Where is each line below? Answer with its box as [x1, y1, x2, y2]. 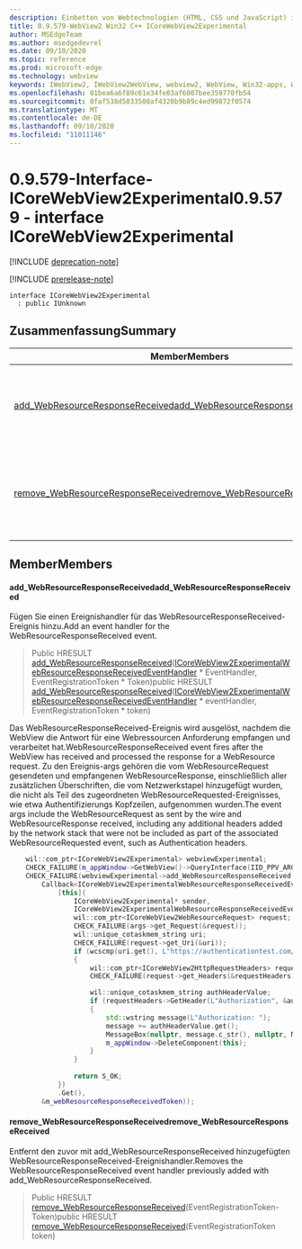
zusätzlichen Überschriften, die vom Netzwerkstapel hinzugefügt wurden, [9, 780, 283, 791]
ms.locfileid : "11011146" [9, 130, 106, 139]
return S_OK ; [73, 1072, 123, 1081]
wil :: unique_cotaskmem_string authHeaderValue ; [89, 988, 271, 997]
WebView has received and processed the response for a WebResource [9, 751, 276, 762]
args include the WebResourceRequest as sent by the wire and [9, 809, 242, 820]
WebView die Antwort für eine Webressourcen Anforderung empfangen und [9, 732, 290, 743]
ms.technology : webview [9, 72, 99, 81]
